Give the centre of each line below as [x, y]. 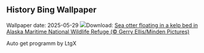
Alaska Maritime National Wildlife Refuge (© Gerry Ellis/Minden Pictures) [98, 31]
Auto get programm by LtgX [41, 43]
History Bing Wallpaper [51, 10]
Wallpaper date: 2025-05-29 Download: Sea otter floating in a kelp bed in [102, 25]
